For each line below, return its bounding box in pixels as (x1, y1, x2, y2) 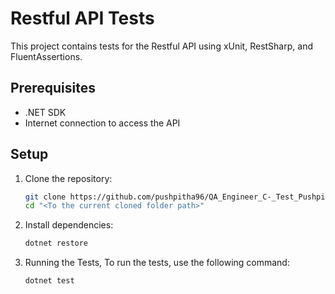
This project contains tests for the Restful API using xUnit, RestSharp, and (10, 40, 313, 52)
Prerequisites (10, 80, 96, 97)
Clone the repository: (24, 172, 113, 184)
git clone (24, 192, 67, 202)
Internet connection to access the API (24, 117, 181, 129)
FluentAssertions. (10, 50, 83, 62)
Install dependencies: (24, 219, 114, 231)
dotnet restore (24, 238, 89, 249)
